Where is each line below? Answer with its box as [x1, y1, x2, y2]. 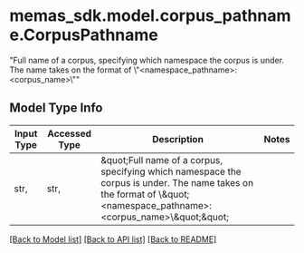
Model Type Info [9, 101, 103, 116]
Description [152, 132, 204, 145]
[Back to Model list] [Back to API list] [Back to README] [9, 233, 217, 245]
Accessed [47, 127, 92, 140]
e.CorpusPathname [9, 24, 158, 45]
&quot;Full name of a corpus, [100, 153, 223, 166]
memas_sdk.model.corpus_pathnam [9, 5, 291, 26]
